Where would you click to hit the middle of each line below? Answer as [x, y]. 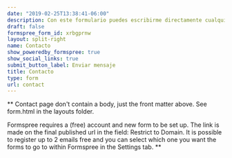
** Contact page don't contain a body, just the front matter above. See [107, 104]
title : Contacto [30, 71]
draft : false [26, 26]
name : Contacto [29, 46]
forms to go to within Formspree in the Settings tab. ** [84, 147]
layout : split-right [37, 39]
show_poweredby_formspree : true [54, 53]
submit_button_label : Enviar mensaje [61, 65]
